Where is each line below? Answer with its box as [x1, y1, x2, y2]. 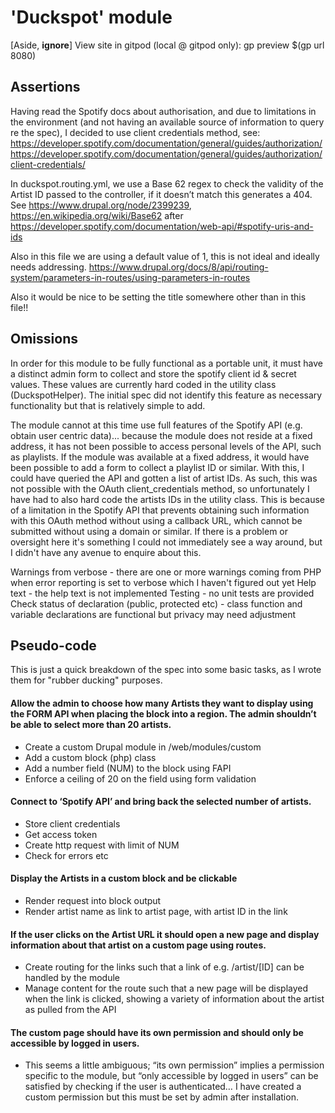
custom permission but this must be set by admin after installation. [24, 1091, 299, 1103]
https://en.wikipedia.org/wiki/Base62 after [10, 209, 184, 221]
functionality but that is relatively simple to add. [10, 399, 206, 411]
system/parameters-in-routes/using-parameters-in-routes [10, 271, 251, 283]
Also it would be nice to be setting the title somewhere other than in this [10, 291, 307, 303]
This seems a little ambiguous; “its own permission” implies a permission [24, 1059, 325, 1071]
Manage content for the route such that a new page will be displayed [24, 982, 309, 995]
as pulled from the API [24, 1004, 117, 1016]
